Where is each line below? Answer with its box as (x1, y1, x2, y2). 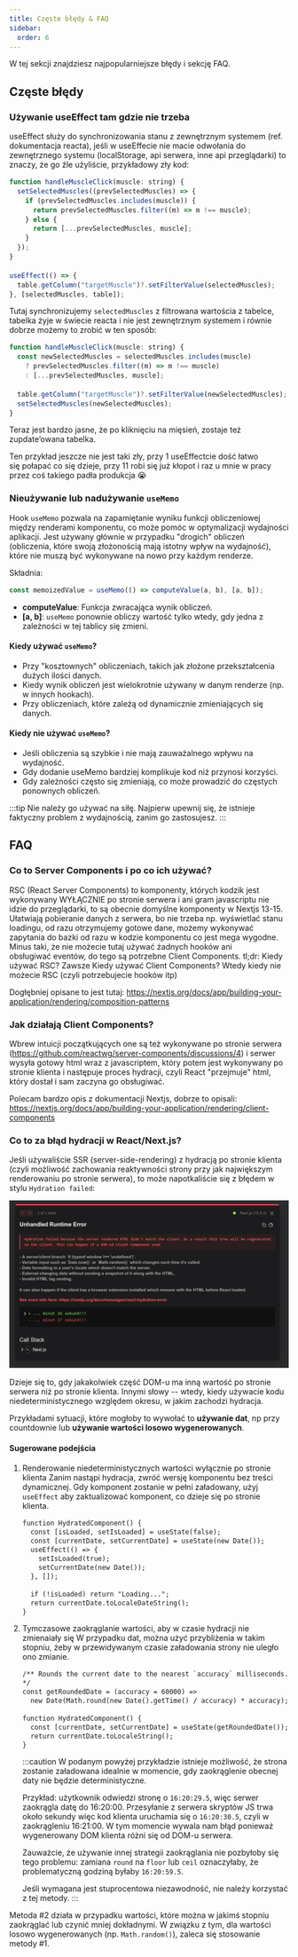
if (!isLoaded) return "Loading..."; (30, 1590, 170, 1598)
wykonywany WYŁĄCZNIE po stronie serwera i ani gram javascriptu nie (9, 894, 271, 904)
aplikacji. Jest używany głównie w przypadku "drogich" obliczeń (9, 531, 246, 541)
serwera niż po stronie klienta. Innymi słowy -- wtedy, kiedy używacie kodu (9, 1386, 285, 1397)
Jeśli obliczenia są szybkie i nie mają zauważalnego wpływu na (21, 748, 254, 759)
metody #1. (9, 1937, 51, 1948)
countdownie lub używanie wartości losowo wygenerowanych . (9, 1423, 245, 1433)
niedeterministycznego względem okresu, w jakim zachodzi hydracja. (9, 1396, 264, 1407)
